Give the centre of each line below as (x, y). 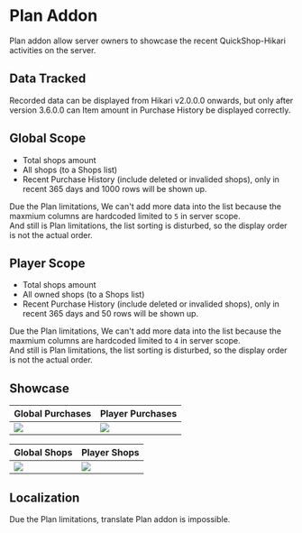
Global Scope (48, 138)
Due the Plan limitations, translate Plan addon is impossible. (120, 519)
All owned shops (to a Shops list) (83, 295)
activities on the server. (53, 50)
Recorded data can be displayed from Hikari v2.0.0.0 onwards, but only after (151, 100)
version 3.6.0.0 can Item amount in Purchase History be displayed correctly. (150, 110)
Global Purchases (53, 414)
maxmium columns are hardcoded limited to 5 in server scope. (125, 216)
